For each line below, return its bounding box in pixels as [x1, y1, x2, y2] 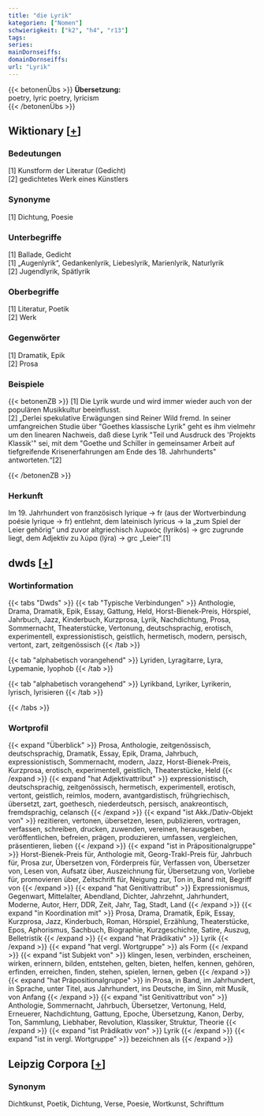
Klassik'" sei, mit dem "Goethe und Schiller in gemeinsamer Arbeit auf [8, 438, 235, 447]
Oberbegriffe [8, 286, 59, 297]
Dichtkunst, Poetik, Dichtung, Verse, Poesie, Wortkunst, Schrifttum [8, 1099, 225, 1108]
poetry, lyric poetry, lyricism [8, 92, 100, 103]
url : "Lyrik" [8, 63, 51, 71]
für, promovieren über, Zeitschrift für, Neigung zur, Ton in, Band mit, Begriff [8, 875, 252, 884]
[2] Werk [8, 313, 37, 322]
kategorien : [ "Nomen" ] [8, 19, 83, 27]
